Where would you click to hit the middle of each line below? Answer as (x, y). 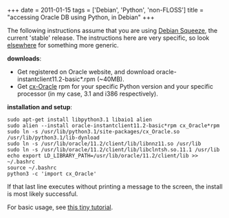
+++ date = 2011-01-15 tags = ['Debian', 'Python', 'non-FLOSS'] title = (106, 10)
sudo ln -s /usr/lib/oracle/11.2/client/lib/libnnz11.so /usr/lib (104, 144)
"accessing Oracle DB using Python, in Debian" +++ (81, 17)
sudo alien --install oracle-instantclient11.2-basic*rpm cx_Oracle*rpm (113, 126)
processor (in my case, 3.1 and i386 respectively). (87, 94)
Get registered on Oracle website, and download (86, 72)
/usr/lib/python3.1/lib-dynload (53, 138)
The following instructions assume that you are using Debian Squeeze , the (112, 31)
